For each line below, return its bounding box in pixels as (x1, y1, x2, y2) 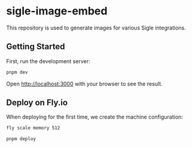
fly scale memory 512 (6, 125, 61, 131)
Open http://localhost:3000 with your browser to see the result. (6, 80, 163, 87)
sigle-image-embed (6, 4, 108, 18)
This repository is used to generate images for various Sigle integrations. (6, 24, 186, 31)
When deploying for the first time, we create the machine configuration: (6, 113, 183, 121)
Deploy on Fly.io (6, 97, 68, 108)
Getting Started (6, 42, 65, 52)
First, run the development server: (6, 57, 91, 64)
